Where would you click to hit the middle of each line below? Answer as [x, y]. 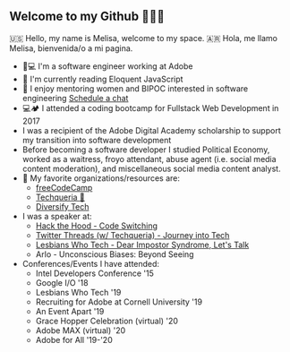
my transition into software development [97, 140]
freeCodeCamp [64, 187]
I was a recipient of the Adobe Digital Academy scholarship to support [151, 130]
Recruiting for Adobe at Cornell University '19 [119, 302]
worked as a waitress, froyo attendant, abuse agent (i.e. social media [149, 159]
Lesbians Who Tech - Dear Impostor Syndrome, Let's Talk [142, 245]
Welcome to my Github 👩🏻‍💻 [87, 17]
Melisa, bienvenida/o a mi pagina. [71, 48]
